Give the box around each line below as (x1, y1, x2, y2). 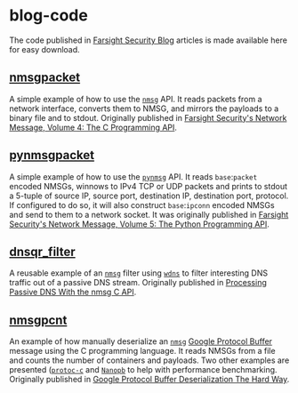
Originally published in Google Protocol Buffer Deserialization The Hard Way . (9, 374, 290, 385)
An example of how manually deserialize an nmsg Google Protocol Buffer (9, 336, 273, 347)
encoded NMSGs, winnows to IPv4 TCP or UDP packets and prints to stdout (9, 180, 287, 191)
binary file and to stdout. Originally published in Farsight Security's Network (9, 112, 287, 123)
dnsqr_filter (9, 244, 76, 259)
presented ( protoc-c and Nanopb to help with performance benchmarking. (9, 365, 278, 375)
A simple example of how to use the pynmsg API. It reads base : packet (9, 171, 258, 182)
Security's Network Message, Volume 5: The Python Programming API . (9, 219, 270, 229)
